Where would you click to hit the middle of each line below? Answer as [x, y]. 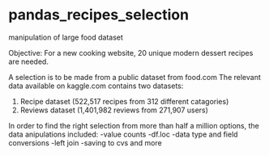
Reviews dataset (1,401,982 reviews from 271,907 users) [114, 110]
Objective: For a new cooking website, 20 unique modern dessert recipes [131, 53]
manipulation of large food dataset [66, 37]
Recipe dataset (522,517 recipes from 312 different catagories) [124, 101]
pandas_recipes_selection [98, 15]
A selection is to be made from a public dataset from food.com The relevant [134, 77]
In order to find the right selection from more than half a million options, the [134, 125]
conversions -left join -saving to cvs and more [85, 142]
